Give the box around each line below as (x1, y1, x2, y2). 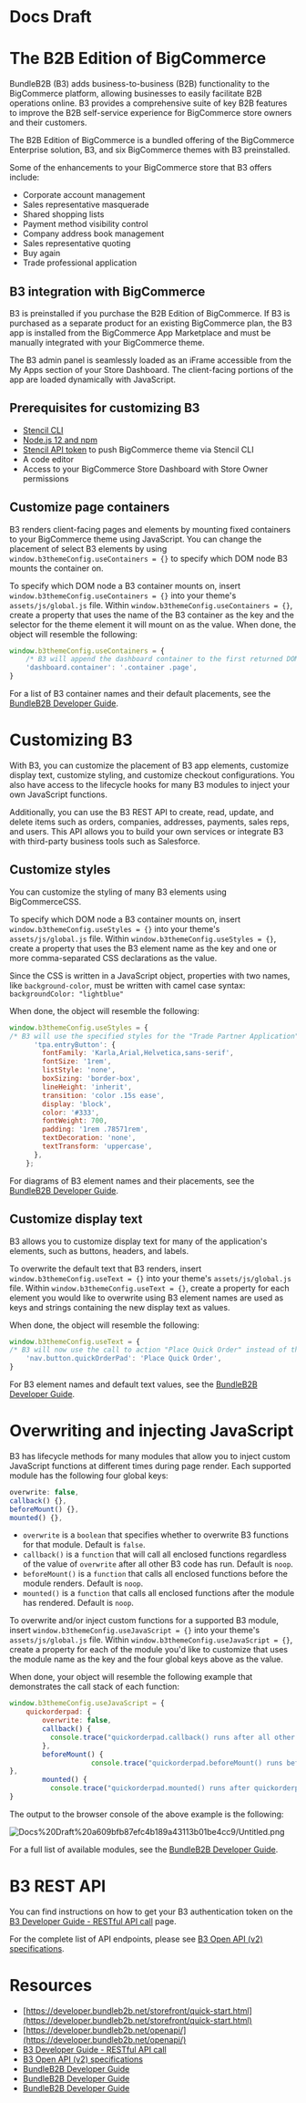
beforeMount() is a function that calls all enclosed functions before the (22, 1569, 289, 1580)
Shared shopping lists (22, 209, 105, 220)
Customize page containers (9, 500, 170, 515)
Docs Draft (9, 6, 92, 27)
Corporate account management (22, 190, 146, 201)
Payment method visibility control (22, 219, 148, 230)
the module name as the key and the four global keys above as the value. (9, 1653, 284, 1665)
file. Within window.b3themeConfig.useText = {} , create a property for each (9, 1282, 290, 1293)
